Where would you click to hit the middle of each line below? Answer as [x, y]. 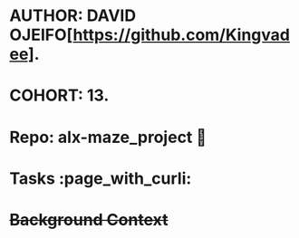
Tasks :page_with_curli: [101, 178]
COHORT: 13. [59, 95]
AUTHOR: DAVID [73, 16]
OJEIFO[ [41, 35]
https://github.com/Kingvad [181, 35]
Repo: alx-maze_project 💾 [108, 137]
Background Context [89, 219]
